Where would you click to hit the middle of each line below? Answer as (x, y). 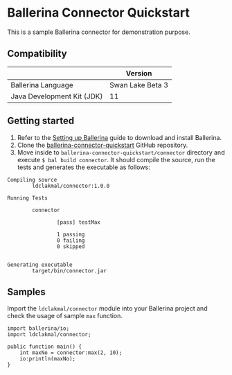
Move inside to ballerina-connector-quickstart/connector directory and (121, 152)
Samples (27, 291)
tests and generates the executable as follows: (83, 167)
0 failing (71, 241)
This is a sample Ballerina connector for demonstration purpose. (99, 32)
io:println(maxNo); (48, 359)
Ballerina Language (42, 85)
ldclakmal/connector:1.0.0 (71, 186)
